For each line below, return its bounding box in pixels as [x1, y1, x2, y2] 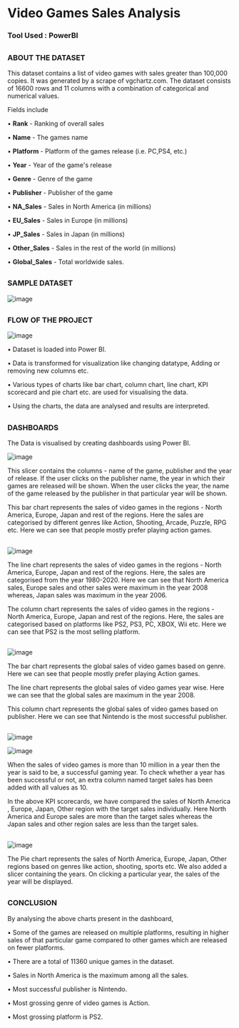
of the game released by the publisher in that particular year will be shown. [7, 489, 228, 498]
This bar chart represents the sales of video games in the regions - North [7, 503, 223, 512]
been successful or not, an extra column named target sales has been [7, 776, 213, 785]
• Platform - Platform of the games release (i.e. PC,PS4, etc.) [7, 146, 188, 155]
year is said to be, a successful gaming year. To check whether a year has [7, 768, 225, 777]
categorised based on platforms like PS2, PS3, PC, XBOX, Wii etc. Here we [7, 620, 227, 628]
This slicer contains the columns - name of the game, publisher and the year [7, 466, 232, 475]
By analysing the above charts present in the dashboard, [7, 914, 173, 922]
